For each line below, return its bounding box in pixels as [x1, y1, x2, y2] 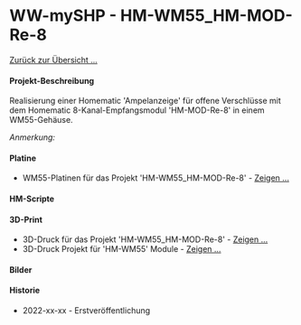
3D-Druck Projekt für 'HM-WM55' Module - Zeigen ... [22, 244, 221, 255]
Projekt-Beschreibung [9, 75, 95, 86]
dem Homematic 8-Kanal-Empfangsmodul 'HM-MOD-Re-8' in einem [9, 105, 265, 116]
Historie [9, 285, 41, 296]
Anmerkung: [9, 132, 56, 143]
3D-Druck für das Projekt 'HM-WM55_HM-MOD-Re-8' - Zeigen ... [22, 234, 268, 245]
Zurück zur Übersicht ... [9, 54, 98, 65]
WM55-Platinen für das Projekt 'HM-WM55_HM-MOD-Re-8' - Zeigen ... [22, 172, 289, 183]
